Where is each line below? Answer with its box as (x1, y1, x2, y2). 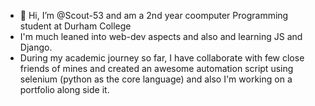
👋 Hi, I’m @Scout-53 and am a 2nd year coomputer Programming (19, 10, 289, 21)
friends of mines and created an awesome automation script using (19, 63, 294, 74)
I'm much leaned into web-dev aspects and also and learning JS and (19, 31, 303, 42)
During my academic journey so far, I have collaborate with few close (19, 52, 305, 64)
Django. (19, 41, 53, 53)
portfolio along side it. (19, 84, 110, 95)
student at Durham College (19, 20, 132, 32)
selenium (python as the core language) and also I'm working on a (19, 73, 293, 85)
